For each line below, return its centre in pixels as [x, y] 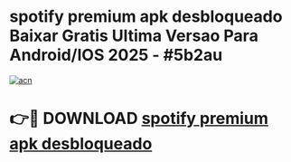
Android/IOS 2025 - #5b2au [116, 55]
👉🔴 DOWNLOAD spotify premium [139, 119]
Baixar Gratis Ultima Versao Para [134, 36]
